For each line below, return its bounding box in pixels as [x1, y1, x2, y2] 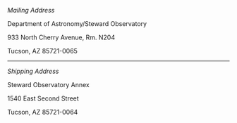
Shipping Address [7, 67, 59, 75]
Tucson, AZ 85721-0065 [7, 47, 78, 55]
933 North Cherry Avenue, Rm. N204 [7, 33, 115, 41]
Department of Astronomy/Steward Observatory [7, 20, 147, 27]
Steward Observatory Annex [7, 81, 90, 89]
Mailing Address [7, 6, 55, 14]
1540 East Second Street [7, 94, 79, 103]
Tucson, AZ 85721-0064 [7, 108, 78, 116]
